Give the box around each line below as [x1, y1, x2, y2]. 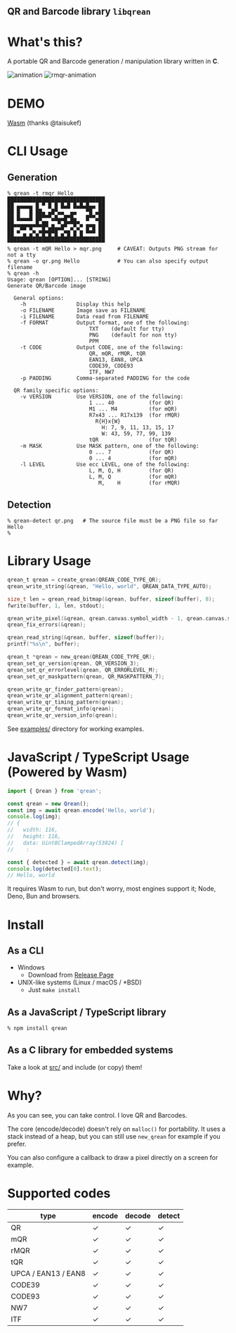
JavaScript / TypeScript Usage [7, 749, 190, 765]
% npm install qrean [7, 1025, 68, 1032]
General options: [13, 295, 65, 302]
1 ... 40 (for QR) [88, 399, 174, 407]
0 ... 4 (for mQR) [88, 455, 178, 462]
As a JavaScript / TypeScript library [7, 1006, 166, 1018]
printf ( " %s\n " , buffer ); [7, 641, 80, 648]
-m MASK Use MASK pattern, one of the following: [20, 443, 199, 450]
